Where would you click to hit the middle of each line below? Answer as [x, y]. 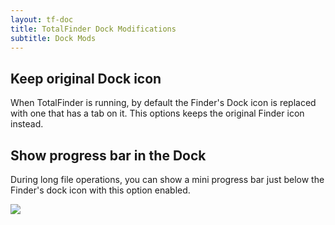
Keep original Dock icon [86, 78]
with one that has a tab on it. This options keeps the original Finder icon [157, 113]
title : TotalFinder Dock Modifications [93, 29]
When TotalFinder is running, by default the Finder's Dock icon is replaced [163, 103]
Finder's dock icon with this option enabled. [100, 190]
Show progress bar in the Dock [108, 155]
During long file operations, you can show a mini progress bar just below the [167, 179]
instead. [27, 124]
